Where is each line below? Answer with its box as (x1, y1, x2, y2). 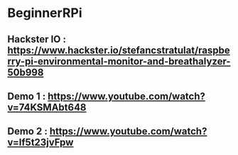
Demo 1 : (7, 90, 46, 102)
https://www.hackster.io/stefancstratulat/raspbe (7, 44, 231, 56)
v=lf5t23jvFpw (7, 137, 74, 149)
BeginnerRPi (7, 5, 82, 21)
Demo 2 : (7, 125, 48, 137)
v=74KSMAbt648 (7, 101, 87, 113)
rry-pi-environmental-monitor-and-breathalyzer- (7, 55, 231, 67)
